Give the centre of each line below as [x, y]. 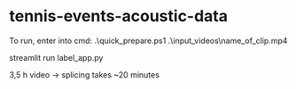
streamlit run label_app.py [56, 57]
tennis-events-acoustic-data [119, 16]
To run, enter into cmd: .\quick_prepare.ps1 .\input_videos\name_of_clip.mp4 [148, 41]
